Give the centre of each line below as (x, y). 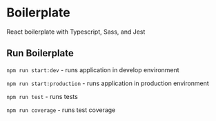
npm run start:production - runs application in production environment (108, 83)
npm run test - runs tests (42, 96)
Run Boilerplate (40, 53)
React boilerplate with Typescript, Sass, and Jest (76, 32)
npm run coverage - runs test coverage (61, 110)
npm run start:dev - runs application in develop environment (93, 69)
